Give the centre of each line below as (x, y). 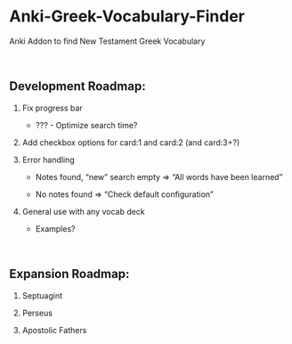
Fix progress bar (52, 108)
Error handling (48, 160)
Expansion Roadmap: (69, 274)
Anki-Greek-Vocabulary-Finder (127, 16)
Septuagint (42, 295)
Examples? (55, 228)
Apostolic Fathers (54, 330)
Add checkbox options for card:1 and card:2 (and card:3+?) (131, 142)
